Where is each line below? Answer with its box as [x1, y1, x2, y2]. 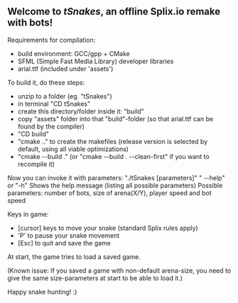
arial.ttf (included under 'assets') [17, 64, 114, 73]
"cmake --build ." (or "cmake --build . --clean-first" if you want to [17, 152, 210, 160]
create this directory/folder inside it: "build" [17, 106, 144, 116]
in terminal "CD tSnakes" [17, 99, 91, 108]
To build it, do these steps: [7, 78, 85, 87]
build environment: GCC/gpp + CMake [17, 49, 130, 57]
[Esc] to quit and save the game [17, 238, 112, 247]
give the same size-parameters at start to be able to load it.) [7, 273, 183, 282]
